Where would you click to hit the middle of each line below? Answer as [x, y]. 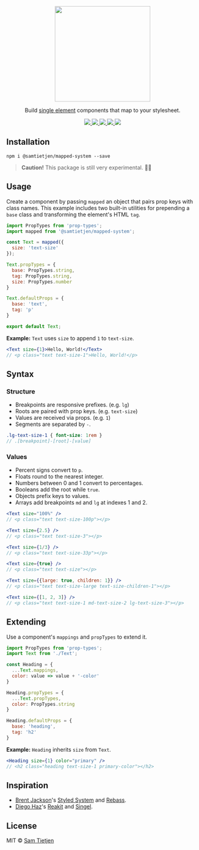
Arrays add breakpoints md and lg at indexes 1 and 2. [81, 503]
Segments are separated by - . [53, 424]
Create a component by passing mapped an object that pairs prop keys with [100, 201]
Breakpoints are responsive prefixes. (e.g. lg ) [72, 405]
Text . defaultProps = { [35, 299]
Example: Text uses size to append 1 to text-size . [70, 338]
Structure [21, 391]
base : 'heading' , [34, 727]
